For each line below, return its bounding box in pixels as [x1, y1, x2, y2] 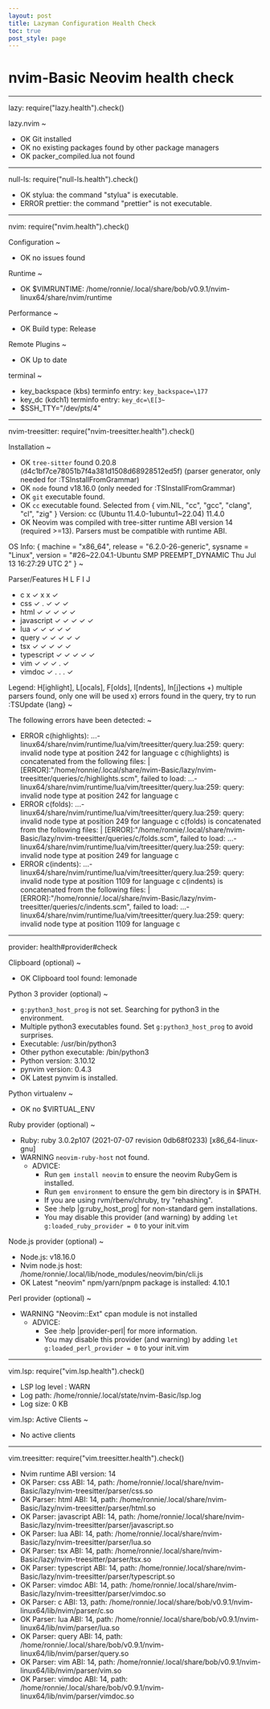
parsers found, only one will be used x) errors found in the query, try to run [8, 691, 256, 701]
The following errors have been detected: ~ [8, 716, 153, 725]
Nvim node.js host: [19, 1261, 83, 1270]
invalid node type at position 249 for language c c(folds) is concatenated [19, 816, 261, 826]
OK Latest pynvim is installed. [19, 1073, 118, 1083]
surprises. [19, 1030, 54, 1040]
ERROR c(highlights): [19, 731, 90, 741]
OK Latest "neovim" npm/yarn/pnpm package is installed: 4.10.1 [19, 1278, 231, 1288]
